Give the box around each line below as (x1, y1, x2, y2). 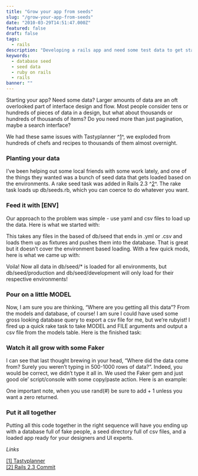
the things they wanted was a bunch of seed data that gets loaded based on (6, 174, 192, 181)
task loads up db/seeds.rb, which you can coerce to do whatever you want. (6, 186, 190, 194)
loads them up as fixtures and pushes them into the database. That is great (6, 239, 189, 246)
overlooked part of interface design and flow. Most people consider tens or (6, 103, 189, 110)
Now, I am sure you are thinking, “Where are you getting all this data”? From (6, 303, 190, 311)
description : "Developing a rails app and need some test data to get (6, 47, 183, 53)
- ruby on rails (11, 69, 51, 75)
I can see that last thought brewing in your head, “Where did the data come (6, 357, 189, 364)
